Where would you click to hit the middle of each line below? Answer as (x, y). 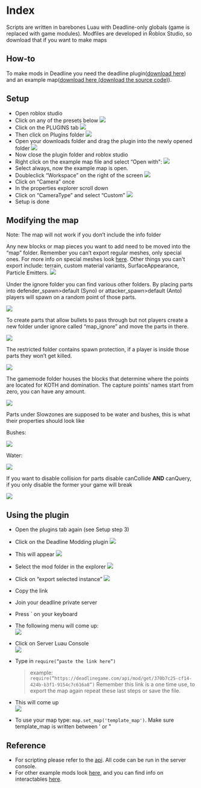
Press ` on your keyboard (46, 614)
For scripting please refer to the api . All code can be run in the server (100, 760)
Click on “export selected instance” (59, 579)
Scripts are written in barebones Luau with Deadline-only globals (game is (98, 27)
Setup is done (32, 202)
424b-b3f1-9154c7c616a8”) (62, 685)
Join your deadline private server (56, 603)
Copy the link (31, 591)
